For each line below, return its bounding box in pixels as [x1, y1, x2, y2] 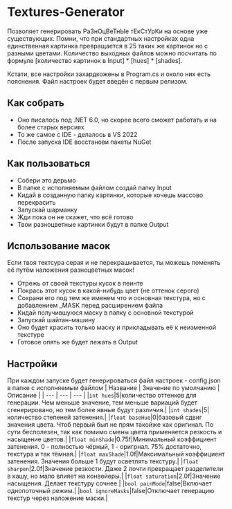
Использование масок [7, 240, 111, 252]
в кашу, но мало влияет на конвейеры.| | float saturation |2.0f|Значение [7, 472, 221, 481]
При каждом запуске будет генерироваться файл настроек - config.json [7, 376, 222, 385]
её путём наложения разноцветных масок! [7, 266, 135, 274]
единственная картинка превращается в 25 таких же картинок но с [7, 41, 208, 50]
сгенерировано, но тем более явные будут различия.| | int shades [7, 406, 202, 414]
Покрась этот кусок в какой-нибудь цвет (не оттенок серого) [17, 286, 199, 295]
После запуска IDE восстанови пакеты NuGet [17, 138, 152, 146]
